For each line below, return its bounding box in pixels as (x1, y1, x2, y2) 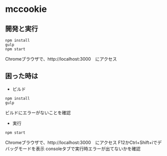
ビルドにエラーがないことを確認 (5, 109, 71, 115)
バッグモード (5, 146, 31, 152)
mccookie (5, 3, 47, 15)
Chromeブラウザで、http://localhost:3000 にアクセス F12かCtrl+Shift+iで (5, 139, 158, 145)
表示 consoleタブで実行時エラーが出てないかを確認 (35, 146, 141, 152)
